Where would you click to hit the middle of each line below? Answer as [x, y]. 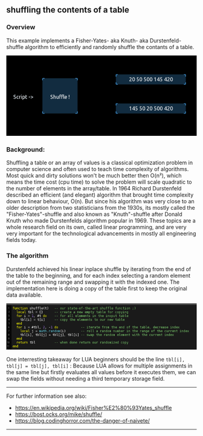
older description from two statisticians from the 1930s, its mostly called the [101, 208]
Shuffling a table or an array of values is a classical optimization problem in [100, 163]
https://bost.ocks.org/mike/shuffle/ [59, 414]
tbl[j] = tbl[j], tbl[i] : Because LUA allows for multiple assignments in [99, 366]
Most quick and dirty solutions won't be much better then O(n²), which [94, 176]
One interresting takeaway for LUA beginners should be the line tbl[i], [96, 359]
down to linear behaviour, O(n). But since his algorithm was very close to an [100, 201]
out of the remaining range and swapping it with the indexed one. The [93, 282]
